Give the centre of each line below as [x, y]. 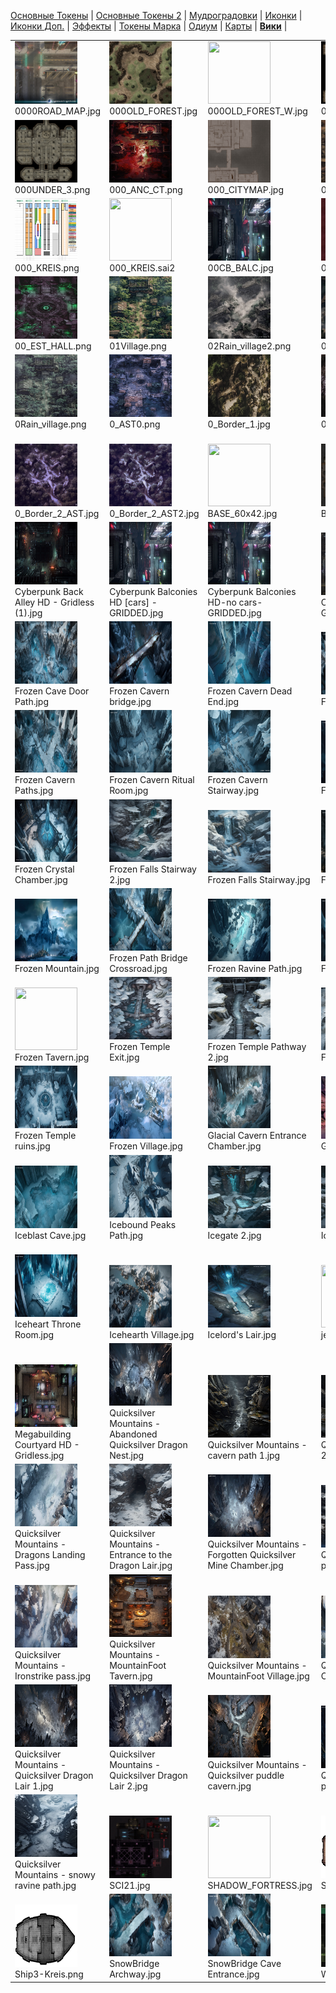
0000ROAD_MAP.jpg [58, 111]
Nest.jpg [127, 1455]
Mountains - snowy [55, 1874]
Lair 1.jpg [34, 1786]
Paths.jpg [34, 791]
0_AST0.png [135, 424]
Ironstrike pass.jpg [53, 1676]
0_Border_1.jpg [239, 424]
